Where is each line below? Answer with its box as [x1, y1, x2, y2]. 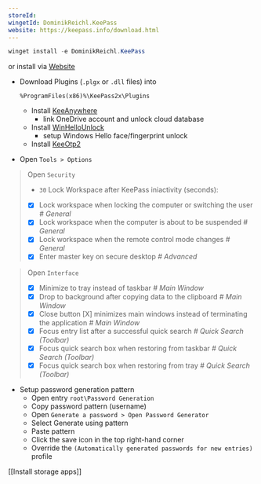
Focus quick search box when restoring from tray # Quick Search [38, 361, 251, 370]
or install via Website [8, 62, 76, 71]
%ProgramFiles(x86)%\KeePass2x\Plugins [19, 92, 150, 101]
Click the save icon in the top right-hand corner [31, 434, 184, 444]
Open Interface [27, 268, 79, 277]
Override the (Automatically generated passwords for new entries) [31, 443, 253, 453]
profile [31, 451, 53, 460]
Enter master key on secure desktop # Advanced [38, 252, 198, 262]
